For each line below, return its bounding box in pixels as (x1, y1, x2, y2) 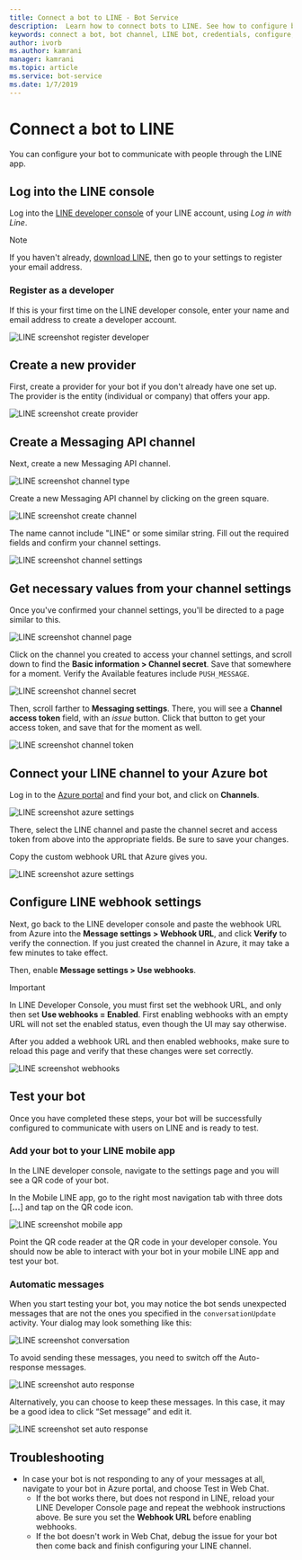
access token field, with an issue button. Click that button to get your (9, 713, 266, 723)
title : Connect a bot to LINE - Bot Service (9, 13, 179, 22)
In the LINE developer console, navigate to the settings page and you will (9, 1165, 280, 1175)
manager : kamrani (9, 55, 75, 64)
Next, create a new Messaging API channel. (9, 458, 171, 469)
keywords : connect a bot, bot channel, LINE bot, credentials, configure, (9, 30, 296, 39)
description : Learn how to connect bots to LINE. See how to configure (9, 22, 288, 31)
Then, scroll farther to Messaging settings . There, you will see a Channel (9, 703, 283, 714)
